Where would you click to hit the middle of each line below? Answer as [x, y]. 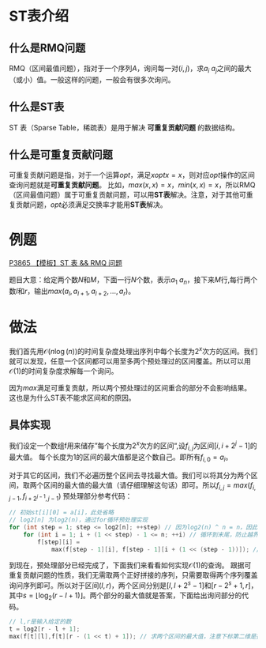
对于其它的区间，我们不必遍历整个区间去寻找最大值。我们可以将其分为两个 [130, 475]
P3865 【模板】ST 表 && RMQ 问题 [66, 263]
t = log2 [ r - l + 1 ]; [45, 629]
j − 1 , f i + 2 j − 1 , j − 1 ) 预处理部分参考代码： [71, 497]
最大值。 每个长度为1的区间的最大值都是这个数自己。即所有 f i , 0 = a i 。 [121, 458]
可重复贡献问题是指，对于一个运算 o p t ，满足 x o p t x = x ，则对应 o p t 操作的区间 [132, 175]
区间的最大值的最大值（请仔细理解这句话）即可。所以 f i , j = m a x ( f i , [149, 486]
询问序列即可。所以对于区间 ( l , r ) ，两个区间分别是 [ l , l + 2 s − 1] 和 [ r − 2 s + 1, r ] [130, 585]
